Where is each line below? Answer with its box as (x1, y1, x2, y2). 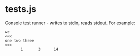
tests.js (5, 3, 36, 15)
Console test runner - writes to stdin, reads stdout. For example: (5, 20, 136, 26)
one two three (5, 38, 35, 43)
